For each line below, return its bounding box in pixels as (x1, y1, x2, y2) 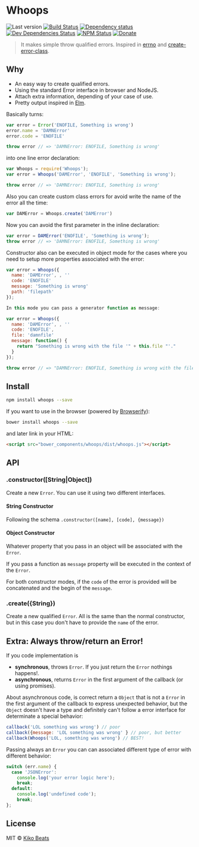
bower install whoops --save (6, 419, 78, 426)
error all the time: (6, 199, 49, 206)
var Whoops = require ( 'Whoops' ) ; (6, 166, 89, 172)
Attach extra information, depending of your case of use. (14, 92, 154, 100)
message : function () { (11, 338, 68, 344)
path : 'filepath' (11, 289, 54, 295)
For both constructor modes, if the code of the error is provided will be (6, 578, 177, 586)
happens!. (14, 670, 40, 677)
